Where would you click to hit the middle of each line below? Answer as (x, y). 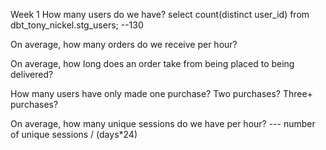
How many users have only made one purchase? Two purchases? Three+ (161, 93)
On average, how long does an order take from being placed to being (152, 63)
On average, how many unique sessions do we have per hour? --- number (163, 123)
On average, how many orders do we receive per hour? (124, 44)
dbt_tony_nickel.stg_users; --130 (77, 25)
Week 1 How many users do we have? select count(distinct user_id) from (160, 14)
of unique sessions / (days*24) (74, 134)
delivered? (32, 74)
